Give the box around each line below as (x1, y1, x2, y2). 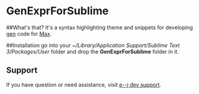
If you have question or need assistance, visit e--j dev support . (6, 81, 162, 88)
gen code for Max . (6, 30, 52, 37)
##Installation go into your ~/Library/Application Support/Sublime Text (6, 42, 180, 49)
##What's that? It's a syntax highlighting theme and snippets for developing (6, 24, 193, 31)
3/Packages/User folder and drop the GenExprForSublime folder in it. (6, 48, 179, 55)
